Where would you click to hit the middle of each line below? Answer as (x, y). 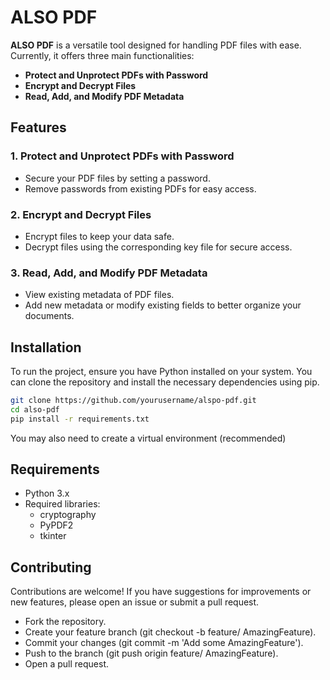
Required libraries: (62, 504)
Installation (46, 347)
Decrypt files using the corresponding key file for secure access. (158, 247)
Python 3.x (47, 493)
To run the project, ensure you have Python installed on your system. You (161, 372)
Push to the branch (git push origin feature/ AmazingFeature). (151, 653)
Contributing (51, 567)
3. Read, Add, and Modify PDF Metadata (109, 273)
